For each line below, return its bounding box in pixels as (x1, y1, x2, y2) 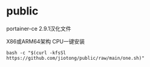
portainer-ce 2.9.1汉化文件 (6, 25, 71, 32)
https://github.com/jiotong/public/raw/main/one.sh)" (6, 55, 145, 61)
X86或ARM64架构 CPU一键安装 (6, 37, 85, 45)
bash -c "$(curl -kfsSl (6, 49, 67, 56)
